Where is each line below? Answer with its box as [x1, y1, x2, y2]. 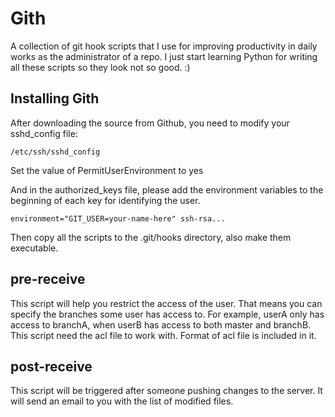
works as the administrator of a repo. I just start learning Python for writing [10, 50, 318, 62]
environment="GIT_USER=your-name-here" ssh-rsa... [10, 213, 226, 224]
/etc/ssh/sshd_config [10, 147, 101, 157]
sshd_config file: [10, 127, 78, 139]
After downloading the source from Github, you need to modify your [10, 117, 290, 129]
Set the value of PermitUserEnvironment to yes [10, 164, 204, 176]
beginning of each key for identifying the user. [10, 194, 201, 206]
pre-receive [10, 271, 86, 288]
